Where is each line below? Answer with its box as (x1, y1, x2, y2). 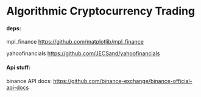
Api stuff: (6, 64, 31, 71)
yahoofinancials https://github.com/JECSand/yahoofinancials (6, 50, 160, 57)
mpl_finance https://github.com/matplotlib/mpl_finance (6, 38, 144, 45)
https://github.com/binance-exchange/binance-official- (53, 77, 193, 84)
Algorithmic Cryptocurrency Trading (6, 4, 196, 18)
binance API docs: (6, 77, 52, 84)
